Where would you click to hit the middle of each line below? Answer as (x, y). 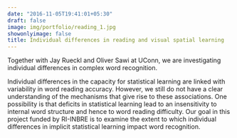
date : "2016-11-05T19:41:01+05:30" (60, 14)
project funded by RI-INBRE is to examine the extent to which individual (112, 119)
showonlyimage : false (39, 34)
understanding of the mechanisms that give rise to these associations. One (117, 97)
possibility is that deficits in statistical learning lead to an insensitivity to (112, 104)
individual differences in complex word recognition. (83, 68)
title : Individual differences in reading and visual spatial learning (116, 40)
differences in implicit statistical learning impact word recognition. (104, 127)
